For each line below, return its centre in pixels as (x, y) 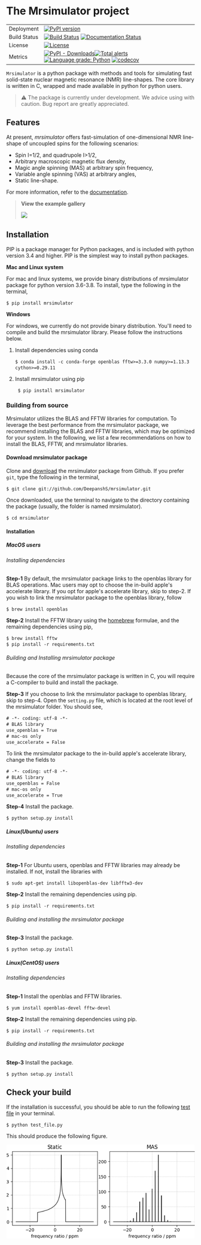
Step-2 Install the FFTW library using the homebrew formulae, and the (93, 621)
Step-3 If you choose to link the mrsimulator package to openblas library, (97, 694)
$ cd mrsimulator (28, 518)
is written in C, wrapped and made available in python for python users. (94, 86)
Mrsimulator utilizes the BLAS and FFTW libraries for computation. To (92, 418)
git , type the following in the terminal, (53, 477)
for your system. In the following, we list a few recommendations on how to (99, 437)
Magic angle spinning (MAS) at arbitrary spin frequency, (84, 167)
